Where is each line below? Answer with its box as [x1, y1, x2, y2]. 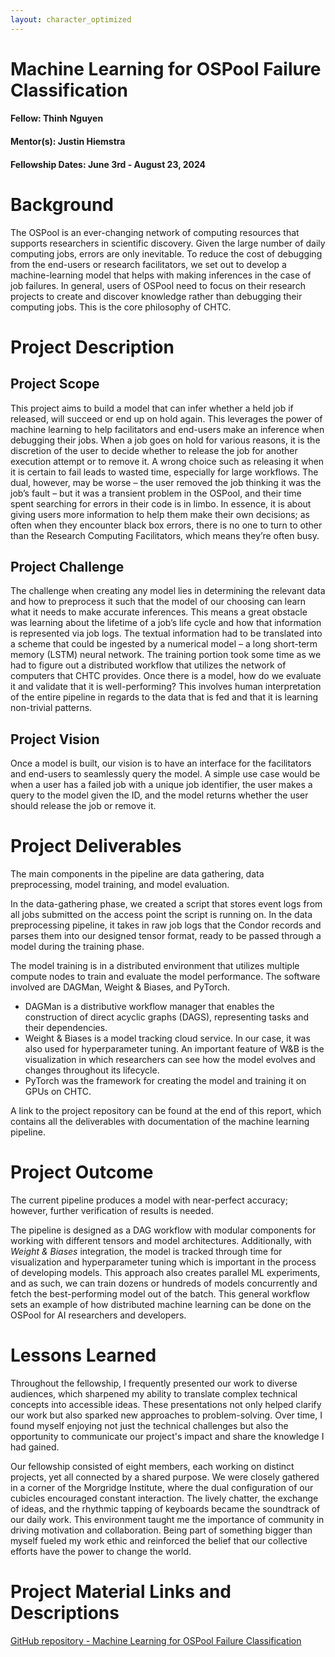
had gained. [10, 1441, 60, 1453]
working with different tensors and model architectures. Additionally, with [10, 1235, 312, 1247]
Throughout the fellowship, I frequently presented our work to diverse [10, 1377, 298, 1389]
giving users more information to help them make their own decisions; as [10, 508, 311, 520]
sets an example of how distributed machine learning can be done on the [10, 1299, 312, 1311]
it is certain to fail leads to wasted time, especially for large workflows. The [10, 466, 319, 478]
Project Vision [10, 731, 100, 748]
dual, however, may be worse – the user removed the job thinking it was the [10, 476, 322, 488]
